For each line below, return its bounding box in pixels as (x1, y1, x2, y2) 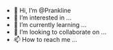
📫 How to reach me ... (13, 36, 77, 43)
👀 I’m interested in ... (13, 14, 72, 22)
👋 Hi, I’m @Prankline (13, 7, 71, 14)
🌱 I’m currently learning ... (13, 21, 87, 28)
